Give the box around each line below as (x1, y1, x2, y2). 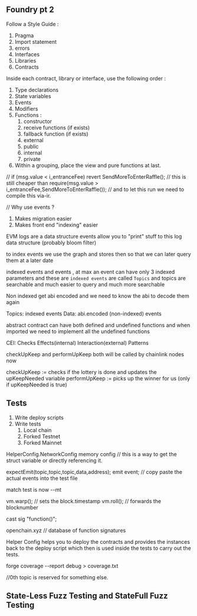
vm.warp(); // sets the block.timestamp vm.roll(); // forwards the (6, 497, 161, 505)
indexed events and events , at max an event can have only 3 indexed (6, 268, 175, 275)
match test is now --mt (6, 486, 62, 493)
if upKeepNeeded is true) (6, 381, 68, 388)
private (23, 155, 41, 162)
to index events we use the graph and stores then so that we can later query (6, 250, 192, 257)
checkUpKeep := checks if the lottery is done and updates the (6, 368, 157, 375)
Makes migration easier (14, 215, 72, 222)
